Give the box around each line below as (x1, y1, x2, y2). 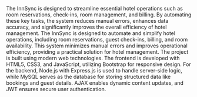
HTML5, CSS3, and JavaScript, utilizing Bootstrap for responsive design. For (6, 61, 191, 68)
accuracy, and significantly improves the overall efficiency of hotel (6, 23, 167, 30)
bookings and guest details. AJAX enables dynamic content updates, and (6, 79, 184, 86)
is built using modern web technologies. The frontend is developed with (6, 55, 181, 61)
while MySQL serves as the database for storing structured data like (6, 73, 171, 80)
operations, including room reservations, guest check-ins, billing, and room (6, 36, 188, 43)
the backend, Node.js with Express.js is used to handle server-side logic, (6, 67, 182, 74)
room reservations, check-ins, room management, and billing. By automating (6, 11, 192, 18)
